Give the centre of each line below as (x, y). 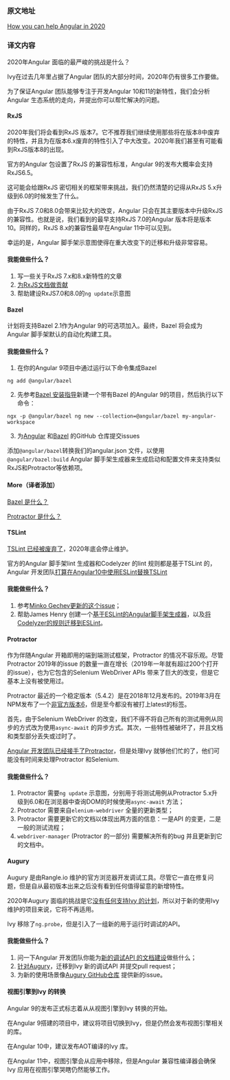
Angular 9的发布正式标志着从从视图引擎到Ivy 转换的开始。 (89, 1008)
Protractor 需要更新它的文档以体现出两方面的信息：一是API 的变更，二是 (119, 819)
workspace (21, 422)
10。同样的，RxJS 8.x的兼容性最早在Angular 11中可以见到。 (91, 227)
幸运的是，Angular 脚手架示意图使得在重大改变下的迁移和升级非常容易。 (109, 242)
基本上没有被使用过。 (37, 681)
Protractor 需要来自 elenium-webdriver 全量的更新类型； (95, 811)
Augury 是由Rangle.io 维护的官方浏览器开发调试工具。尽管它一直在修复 (107, 877)
